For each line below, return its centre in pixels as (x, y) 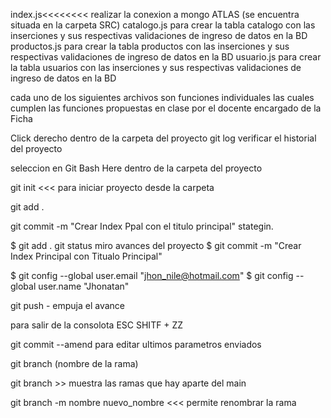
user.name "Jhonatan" (84, 286)
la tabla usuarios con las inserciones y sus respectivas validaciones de (156, 67)
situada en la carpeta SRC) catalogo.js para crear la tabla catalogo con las (163, 25)
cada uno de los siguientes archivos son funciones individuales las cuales (162, 97)
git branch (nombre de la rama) (74, 363)
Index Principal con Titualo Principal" (86, 256)
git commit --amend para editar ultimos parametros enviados (136, 344)
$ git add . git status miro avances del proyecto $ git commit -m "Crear (156, 245)
